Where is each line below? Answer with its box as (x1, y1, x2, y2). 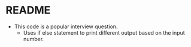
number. (23, 35, 44, 42)
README (5, 4, 51, 17)
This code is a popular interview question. (14, 23, 118, 30)
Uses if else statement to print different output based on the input (23, 29, 185, 36)
